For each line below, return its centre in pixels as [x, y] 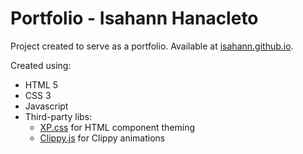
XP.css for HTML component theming [117, 127]
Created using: [41, 65]
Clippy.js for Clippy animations [102, 138]
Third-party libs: [58, 116]
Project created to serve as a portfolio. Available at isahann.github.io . [152, 46]
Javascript [46, 106]
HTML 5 [41, 84]
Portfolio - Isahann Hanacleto [134, 18]
